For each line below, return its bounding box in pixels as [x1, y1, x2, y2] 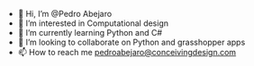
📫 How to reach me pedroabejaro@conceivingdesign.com [17, 47, 237, 57]
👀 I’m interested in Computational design [17, 18, 169, 29]
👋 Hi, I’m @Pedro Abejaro [17, 9, 113, 19]
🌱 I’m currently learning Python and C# [17, 28, 163, 37]
